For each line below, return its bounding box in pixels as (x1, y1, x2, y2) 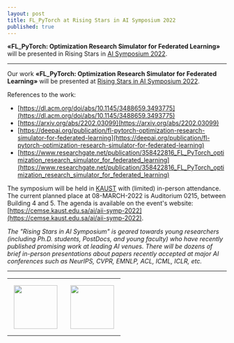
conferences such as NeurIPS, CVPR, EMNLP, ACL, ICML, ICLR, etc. (7, 257, 203, 266)
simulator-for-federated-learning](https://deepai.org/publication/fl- (17, 134, 210, 142)
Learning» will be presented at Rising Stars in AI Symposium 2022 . (7, 77, 200, 86)
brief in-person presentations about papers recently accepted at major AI (7, 250, 219, 258)
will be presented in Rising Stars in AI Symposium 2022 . (7, 49, 168, 58)
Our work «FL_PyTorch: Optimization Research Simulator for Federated (7, 70, 217, 78)
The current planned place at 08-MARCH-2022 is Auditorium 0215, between (7, 192, 226, 200)
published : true (7, 23, 54, 30)
